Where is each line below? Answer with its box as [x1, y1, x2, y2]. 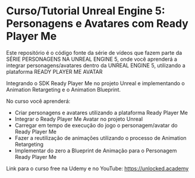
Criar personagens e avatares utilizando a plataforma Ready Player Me [14, 109, 188, 116]
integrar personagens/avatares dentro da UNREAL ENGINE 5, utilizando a [6, 61, 185, 69]
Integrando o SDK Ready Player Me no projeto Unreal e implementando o [6, 79, 185, 87]
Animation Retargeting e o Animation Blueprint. [6, 86, 121, 93]
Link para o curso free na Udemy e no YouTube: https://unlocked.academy [6, 165, 189, 172]
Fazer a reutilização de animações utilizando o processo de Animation [14, 134, 187, 141]
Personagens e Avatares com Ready [6, 17, 188, 30]
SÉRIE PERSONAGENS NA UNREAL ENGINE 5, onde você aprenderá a [6, 55, 177, 63]
